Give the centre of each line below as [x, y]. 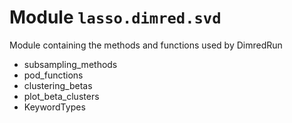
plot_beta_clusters [61, 96]
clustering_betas [58, 85]
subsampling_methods [70, 64]
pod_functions [53, 75]
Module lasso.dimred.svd [115, 17]
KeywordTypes [54, 107]
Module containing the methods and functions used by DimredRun [146, 45]
